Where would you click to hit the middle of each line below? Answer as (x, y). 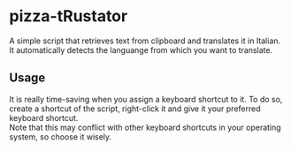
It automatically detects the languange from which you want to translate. (141, 49)
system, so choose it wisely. (61, 136)
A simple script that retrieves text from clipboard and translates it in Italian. (145, 41)
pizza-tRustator (69, 16)
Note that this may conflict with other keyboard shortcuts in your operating (145, 127)
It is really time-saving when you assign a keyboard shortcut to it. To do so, (146, 99)
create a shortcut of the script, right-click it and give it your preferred (135, 109)
